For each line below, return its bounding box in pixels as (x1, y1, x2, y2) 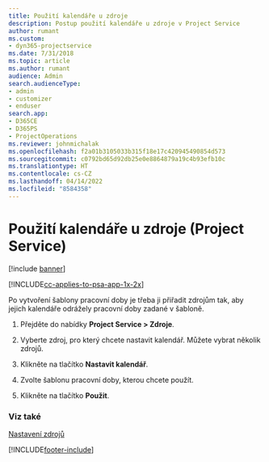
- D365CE (8, 117, 38, 125)
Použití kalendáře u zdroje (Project (8, 219, 245, 238)
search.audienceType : (8, 79, 82, 87)
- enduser (8, 102, 42, 110)
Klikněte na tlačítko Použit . (19, 390, 110, 401)
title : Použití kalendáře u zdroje (8, 11, 128, 20)
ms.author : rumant (8, 65, 70, 73)
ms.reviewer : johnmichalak (8, 139, 99, 148)
